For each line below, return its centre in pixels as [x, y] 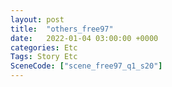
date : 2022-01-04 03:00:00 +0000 [84, 38]
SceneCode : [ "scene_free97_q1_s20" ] [86, 66]
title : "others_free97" [62, 29]
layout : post [37, 19]
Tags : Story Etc [44, 57]
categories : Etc [44, 47]
